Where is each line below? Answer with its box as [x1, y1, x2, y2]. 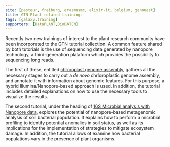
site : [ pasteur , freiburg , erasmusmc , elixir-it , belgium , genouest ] [5, 7, 156, 13]
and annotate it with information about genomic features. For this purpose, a [5, 78, 165, 84]
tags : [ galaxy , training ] [5, 17, 58, 22]
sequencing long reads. [5, 57, 55, 63]
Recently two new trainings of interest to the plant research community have [5, 35, 165, 42]
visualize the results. [5, 94, 48, 100]
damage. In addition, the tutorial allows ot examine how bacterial [5, 130, 140, 137]
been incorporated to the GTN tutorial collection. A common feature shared [5, 41, 162, 47]
